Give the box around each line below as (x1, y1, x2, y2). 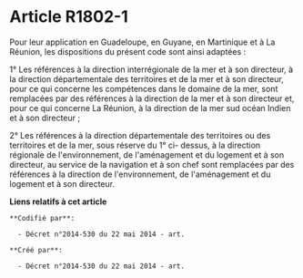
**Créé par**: (9, 245, 64, 254)
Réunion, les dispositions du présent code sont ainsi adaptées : (9, 46, 247, 57)
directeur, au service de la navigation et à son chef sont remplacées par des (9, 159, 295, 170)
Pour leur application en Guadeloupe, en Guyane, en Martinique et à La (9, 36, 276, 47)
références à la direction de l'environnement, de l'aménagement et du (9, 169, 271, 180)
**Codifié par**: (9, 213, 76, 222)
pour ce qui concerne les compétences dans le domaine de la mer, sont (9, 83, 278, 94)
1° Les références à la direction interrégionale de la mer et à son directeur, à (9, 64, 294, 75)
